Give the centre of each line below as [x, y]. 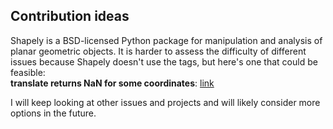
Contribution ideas [70, 16]
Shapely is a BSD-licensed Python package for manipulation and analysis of [166, 40]
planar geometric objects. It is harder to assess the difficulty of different [158, 51]
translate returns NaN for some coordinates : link [112, 83]
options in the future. [53, 113]
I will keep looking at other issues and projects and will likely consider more [165, 102]
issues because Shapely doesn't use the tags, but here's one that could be [164, 61]
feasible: [28, 72]
